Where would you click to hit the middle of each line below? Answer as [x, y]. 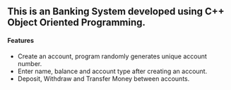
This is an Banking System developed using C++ [116, 12]
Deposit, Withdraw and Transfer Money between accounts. [103, 78]
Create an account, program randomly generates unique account [112, 56]
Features [20, 40]
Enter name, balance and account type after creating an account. [112, 71]
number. [30, 63]
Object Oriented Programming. [77, 23]
